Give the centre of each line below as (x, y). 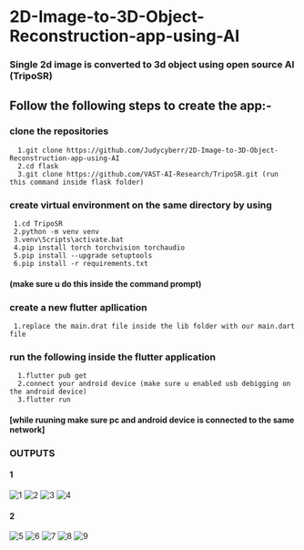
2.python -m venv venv (56, 232)
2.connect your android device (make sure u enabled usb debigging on (154, 384)
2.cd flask (38, 166)
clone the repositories (59, 131)
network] (27, 429)
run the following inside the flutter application (113, 357)
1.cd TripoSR (38, 224)
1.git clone (41, 150)
